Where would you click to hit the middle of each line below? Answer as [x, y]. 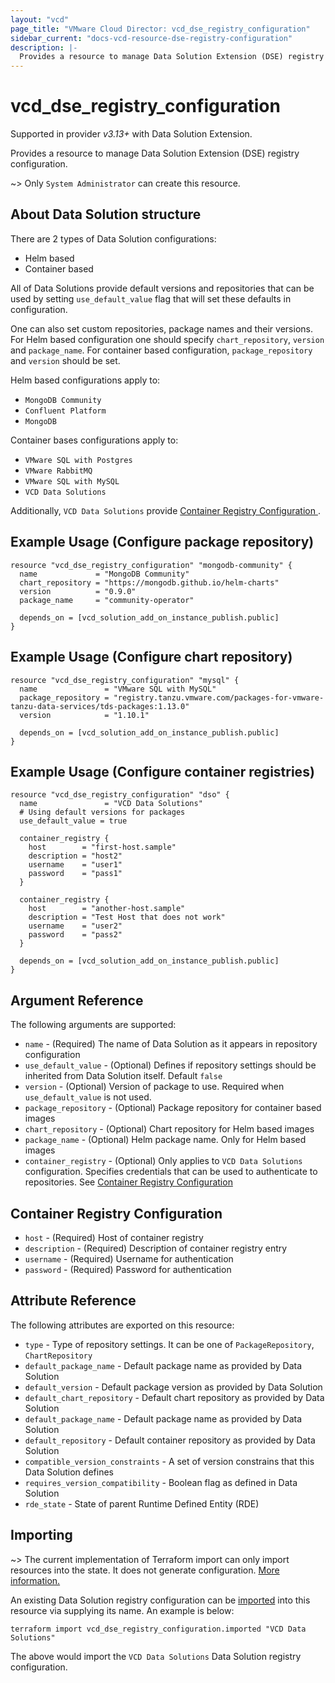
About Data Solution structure [106, 214]
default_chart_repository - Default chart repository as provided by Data [174, 1397]
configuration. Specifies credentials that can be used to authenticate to [171, 1172]
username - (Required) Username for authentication [129, 1258]
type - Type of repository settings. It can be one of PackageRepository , [169, 1344]
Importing [41, 1535]
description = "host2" [75, 856]
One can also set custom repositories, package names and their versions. [161, 328]
